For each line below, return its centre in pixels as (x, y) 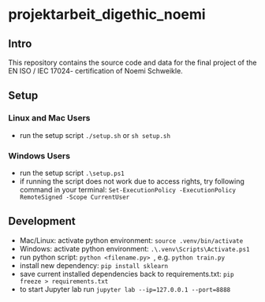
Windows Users (39, 155)
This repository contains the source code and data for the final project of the (132, 62)
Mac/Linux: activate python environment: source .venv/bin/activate (131, 240)
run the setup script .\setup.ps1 (72, 173)
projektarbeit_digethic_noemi (107, 15)
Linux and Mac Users (49, 118)
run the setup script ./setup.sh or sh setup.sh (95, 135)
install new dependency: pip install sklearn (93, 265)
